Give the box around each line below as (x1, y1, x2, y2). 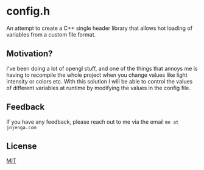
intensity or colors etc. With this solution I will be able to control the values (6, 77, 193, 85)
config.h (6, 4, 51, 18)
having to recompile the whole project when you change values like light (6, 71, 188, 79)
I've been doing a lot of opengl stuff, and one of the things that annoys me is (6, 65, 198, 72)
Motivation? (6, 49, 53, 59)
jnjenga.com (6, 124, 37, 130)
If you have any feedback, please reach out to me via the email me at (6, 118, 179, 126)
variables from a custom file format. (6, 30, 96, 38)
